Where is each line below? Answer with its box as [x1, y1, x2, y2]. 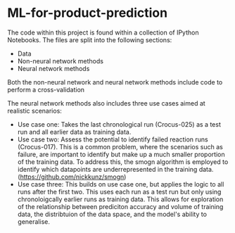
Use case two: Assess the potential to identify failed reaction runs [17, 135, 209, 144]
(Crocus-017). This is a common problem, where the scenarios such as [17, 142, 223, 151]
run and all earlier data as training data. [17, 127, 132, 136]
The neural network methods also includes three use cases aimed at [7, 99, 205, 107]
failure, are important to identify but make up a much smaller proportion [17, 150, 225, 158]
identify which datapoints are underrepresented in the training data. [17, 165, 214, 173]
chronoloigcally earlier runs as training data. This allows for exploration [17, 195, 224, 203]
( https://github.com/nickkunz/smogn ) [17, 172, 127, 181]
